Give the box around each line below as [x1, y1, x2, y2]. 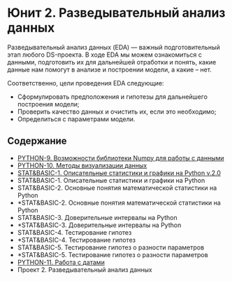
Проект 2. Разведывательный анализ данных [17, 265, 152, 274]
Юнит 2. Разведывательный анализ [7, 5, 226, 21]
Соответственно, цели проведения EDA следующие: [7, 78, 164, 87]
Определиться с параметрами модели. [17, 114, 136, 123]
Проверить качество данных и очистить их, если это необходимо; [17, 107, 217, 116]
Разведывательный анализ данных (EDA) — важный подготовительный [7, 43, 220, 51]
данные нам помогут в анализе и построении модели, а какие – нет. [7, 65, 212, 74]
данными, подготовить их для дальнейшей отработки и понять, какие [7, 57, 217, 66]
